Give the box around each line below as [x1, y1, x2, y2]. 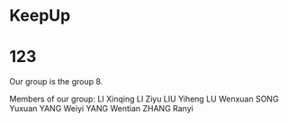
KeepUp [9, 5, 71, 26]
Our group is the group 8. [9, 76, 103, 87]
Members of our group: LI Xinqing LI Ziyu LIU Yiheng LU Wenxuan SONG [9, 93, 279, 104]
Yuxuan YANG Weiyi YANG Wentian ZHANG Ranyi [9, 103, 193, 114]
